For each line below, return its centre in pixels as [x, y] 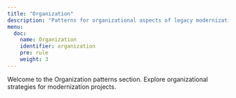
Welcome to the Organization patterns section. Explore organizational [108, 79]
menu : [15, 27]
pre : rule [34, 53]
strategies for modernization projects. [62, 86]
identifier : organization [58, 46]
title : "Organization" [40, 14]
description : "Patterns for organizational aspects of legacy [100, 20]
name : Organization [48, 40]
